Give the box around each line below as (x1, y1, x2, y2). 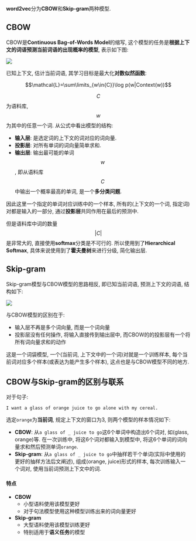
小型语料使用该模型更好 (23, 500, 80, 507)
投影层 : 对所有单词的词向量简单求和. (14, 141, 101, 148)
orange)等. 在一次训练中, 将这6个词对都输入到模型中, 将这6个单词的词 (14, 436, 183, 443)
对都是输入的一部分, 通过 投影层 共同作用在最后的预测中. (6, 207, 139, 215)
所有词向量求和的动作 (14, 338, 66, 345)
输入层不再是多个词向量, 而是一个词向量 (14, 324, 110, 331)
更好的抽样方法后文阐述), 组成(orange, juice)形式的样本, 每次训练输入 (14, 458, 181, 465)
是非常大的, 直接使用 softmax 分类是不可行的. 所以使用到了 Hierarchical (6, 239, 176, 246)
